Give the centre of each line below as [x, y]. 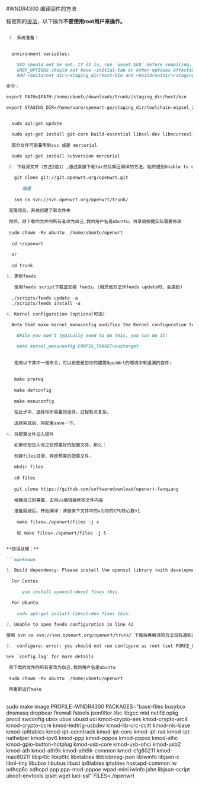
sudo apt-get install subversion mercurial [66, 156]
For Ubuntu [25, 603]
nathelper [18, 738]
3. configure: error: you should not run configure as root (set [90, 646]
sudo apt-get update [37, 123]
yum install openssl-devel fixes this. [71, 592]
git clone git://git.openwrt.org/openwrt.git [71, 178]
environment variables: [41, 54]
